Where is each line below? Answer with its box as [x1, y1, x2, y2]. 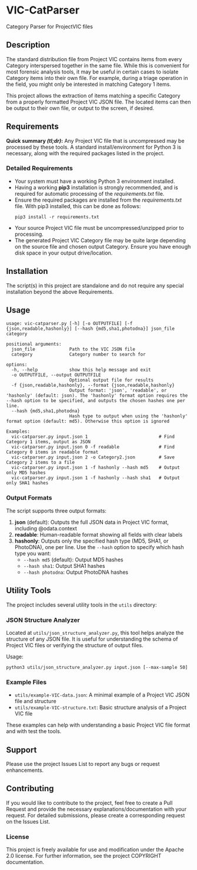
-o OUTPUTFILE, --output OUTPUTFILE [11, 372, 101, 378]
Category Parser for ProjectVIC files [6, 23, 93, 30]
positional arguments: [6, 342, 62, 347]
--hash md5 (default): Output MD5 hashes [23, 556, 123, 563]
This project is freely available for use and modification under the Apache [6, 846, 184, 853]
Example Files [6, 678, 47, 686]
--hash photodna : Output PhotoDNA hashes [23, 568, 128, 575]
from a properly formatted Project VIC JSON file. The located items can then [6, 98, 191, 105]
